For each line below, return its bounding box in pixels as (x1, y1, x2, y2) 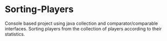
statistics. (5, 31, 25, 37)
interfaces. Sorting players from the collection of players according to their (5, 25, 162, 31)
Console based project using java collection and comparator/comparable (5, 20, 158, 26)
